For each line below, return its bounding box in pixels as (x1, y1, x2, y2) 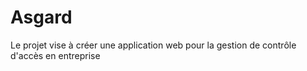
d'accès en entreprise (10, 49, 101, 61)
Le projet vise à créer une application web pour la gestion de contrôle (10, 39, 297, 51)
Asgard (10, 6, 73, 29)
